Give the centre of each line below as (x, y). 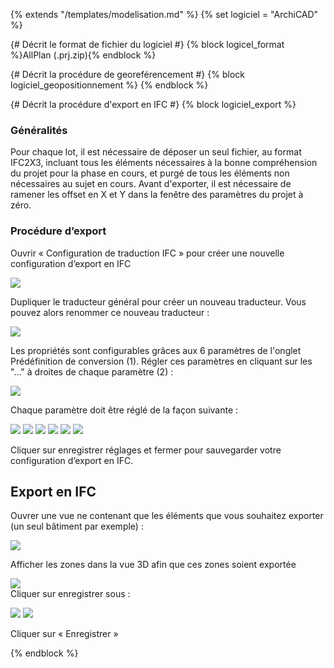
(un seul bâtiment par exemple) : (77, 526)
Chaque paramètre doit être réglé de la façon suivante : (124, 410)
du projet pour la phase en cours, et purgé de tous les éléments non (150, 173)
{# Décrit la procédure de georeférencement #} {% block (127, 74)
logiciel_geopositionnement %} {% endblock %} (109, 85)
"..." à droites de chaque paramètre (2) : (92, 371)
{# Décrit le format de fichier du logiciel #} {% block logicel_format (147, 44)
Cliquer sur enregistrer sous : (70, 594)
